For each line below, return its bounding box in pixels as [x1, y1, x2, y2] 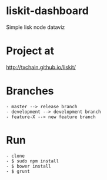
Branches [6, 84, 54, 98]
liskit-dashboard [6, 4, 89, 18]
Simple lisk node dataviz [6, 24, 65, 31]
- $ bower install [6, 163, 51, 169]
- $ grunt [6, 168, 31, 174]
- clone [6, 153, 25, 159]
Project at [6, 44, 55, 58]
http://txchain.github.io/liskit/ [6, 64, 76, 71]
